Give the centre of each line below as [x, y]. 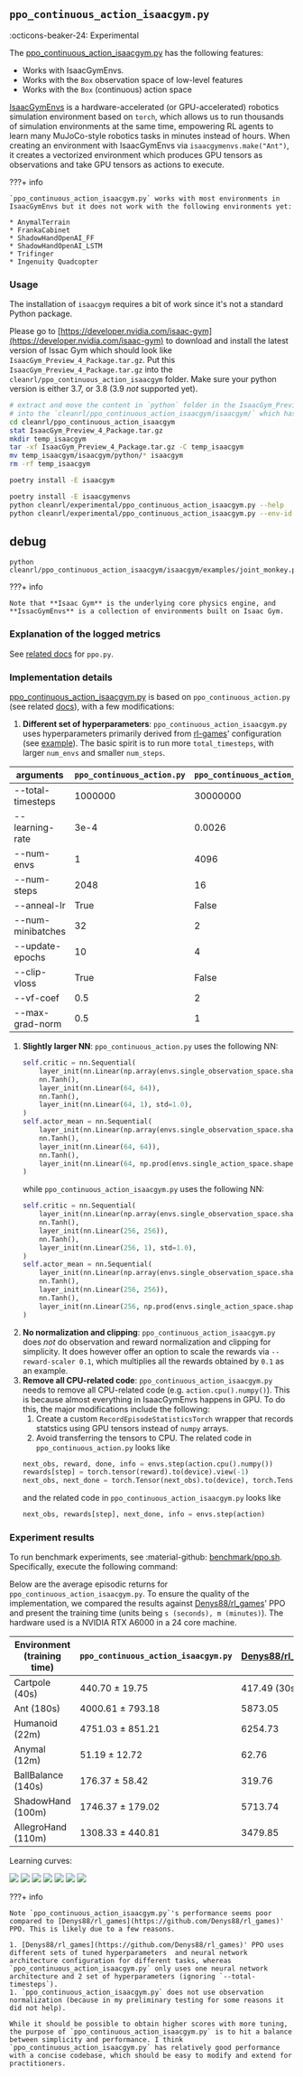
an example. [45, 1370]
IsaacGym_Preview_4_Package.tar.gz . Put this [92, 360]
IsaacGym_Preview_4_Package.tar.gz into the [91, 369]
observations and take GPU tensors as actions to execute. [117, 164]
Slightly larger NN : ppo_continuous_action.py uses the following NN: [150, 1047]
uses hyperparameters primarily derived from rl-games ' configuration [152, 734]
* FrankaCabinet [40, 230]
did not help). [38, 2008]
